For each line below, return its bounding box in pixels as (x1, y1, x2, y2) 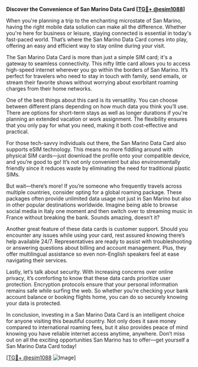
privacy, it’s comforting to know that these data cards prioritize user (6, 275, 171, 281)
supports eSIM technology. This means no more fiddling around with (6, 146, 173, 153)
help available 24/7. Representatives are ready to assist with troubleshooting (6, 238, 192, 245)
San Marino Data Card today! (6, 343, 77, 349)
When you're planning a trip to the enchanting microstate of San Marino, (6, 17, 182, 24)
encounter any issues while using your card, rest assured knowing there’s (6, 231, 185, 239)
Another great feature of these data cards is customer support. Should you (6, 226, 188, 232)
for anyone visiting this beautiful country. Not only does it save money (6, 317, 177, 324)
